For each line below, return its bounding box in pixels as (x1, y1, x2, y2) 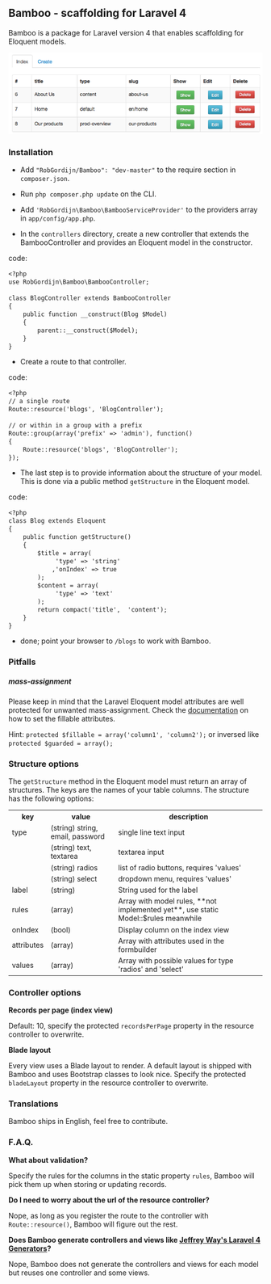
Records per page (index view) (8, 1005, 113, 1015)
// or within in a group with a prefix (8, 422, 143, 430)
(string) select (50, 874, 98, 883)
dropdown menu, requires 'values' (118, 874, 232, 883)
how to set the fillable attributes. (8, 714, 115, 724)
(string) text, (50, 843, 92, 852)
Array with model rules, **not (118, 896, 217, 906)
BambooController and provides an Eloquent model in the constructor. (19, 238, 252, 247)
